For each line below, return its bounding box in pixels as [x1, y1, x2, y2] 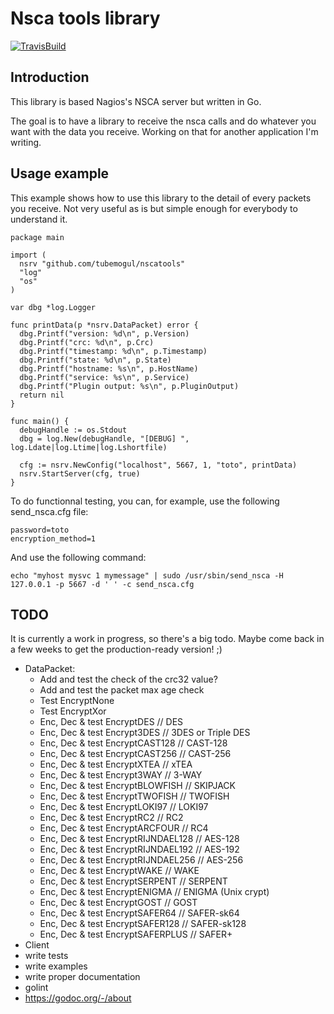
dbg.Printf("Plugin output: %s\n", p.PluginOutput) [19, 381, 240, 391]
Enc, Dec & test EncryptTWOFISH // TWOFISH [39, 790, 230, 802]
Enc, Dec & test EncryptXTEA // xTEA [39, 758, 193, 771]
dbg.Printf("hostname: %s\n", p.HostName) [19, 363, 199, 374]
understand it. [10, 213, 68, 225]
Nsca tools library [10, 7, 161, 30]
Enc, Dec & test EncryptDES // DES [39, 716, 184, 728]
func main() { [10, 416, 70, 426]
